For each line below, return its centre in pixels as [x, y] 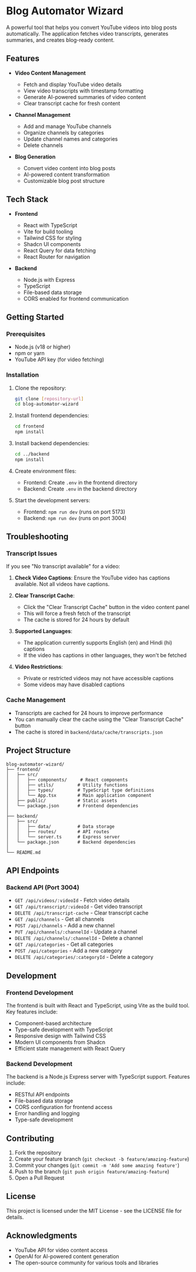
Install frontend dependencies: [52, 416]
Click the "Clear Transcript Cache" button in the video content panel [107, 607]
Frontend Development [40, 993]
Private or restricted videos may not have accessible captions [99, 678]
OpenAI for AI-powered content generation [67, 1256]
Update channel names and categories [71, 139]
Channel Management [43, 114]
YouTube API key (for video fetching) [59, 359]
